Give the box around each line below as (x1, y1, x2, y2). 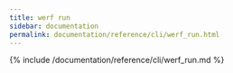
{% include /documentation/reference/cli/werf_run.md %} (9, 55, 225, 66)
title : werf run (9, 13, 70, 23)
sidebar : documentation (9, 22, 99, 31)
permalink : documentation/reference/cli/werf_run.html (9, 30, 220, 39)
